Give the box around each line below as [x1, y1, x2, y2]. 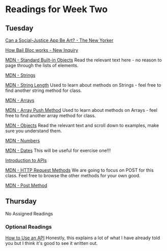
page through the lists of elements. [5, 62, 79, 68]
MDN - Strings [5, 72, 36, 78]
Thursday [5, 197, 37, 206]
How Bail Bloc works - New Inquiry [5, 47, 78, 53]
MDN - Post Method [5, 182, 47, 189]
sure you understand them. [5, 128, 62, 134]
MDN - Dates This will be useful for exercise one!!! [5, 147, 111, 153]
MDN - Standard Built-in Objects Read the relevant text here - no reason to [5, 57, 162, 63]
